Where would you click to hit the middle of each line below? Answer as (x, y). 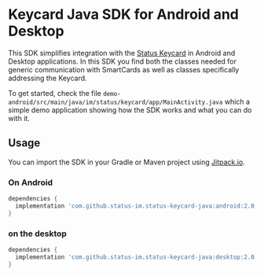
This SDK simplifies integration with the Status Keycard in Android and (122, 53)
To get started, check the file (55, 93)
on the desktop (37, 234)
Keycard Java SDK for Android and (124, 15)
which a (237, 101)
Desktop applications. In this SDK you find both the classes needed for (123, 61)
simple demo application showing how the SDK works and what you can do (130, 110)
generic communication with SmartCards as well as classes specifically (124, 69)
